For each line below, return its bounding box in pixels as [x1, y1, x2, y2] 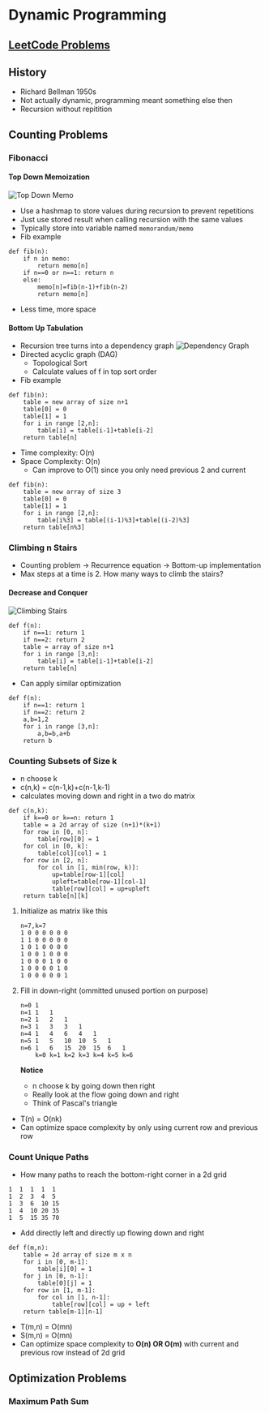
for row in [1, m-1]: [23, 1286, 96, 1295]
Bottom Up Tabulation [8, 323, 83, 333]
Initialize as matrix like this [19, 906, 108, 916]
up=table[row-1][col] [51, 870, 126, 878]
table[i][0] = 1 [37, 1265, 92, 1273]
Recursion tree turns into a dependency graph [19, 341, 174, 350]
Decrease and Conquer [8, 588, 88, 597]
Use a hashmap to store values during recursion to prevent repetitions [19, 205, 254, 216]
